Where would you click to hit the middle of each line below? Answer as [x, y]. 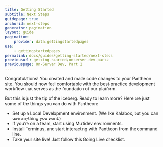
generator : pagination [28, 28]
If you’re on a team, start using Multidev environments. [68, 124]
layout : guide [20, 32]
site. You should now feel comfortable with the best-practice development [80, 84]
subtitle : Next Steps [27, 14]
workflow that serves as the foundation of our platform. [61, 89]
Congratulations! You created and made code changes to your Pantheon [78, 79]
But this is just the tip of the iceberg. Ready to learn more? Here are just [77, 98]
